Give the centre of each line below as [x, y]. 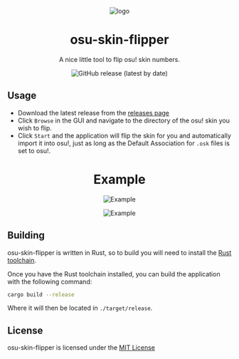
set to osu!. [34, 150]
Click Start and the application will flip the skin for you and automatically [124, 135]
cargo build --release [41, 295]
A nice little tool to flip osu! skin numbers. [119, 59]
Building [26, 235]
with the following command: [50, 281]
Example [119, 179]
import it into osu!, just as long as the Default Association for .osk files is [123, 143]
